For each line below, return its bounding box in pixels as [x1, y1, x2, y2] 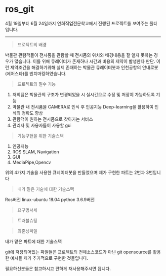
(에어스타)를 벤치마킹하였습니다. [5, 70, 67, 76]
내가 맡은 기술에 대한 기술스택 [17, 186, 74, 192]
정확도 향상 [21, 110, 43, 116]
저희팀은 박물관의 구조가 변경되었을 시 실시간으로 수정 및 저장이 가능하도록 [12, 91, 155, 97]
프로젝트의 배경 [17, 41, 47, 47]
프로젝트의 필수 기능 [17, 81, 56, 87]
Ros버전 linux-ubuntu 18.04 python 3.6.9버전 [5, 196, 95, 203]
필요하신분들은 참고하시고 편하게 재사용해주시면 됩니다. [5, 265, 111, 272]
